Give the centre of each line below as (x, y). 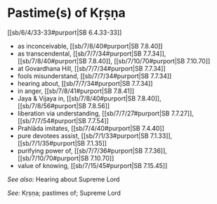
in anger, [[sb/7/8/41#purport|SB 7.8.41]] (76, 91)
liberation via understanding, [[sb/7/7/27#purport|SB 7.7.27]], (106, 113)
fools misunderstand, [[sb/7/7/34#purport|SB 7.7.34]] (94, 76)
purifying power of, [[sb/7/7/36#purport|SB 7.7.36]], (92, 151)
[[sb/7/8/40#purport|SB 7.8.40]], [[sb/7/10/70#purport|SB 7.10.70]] (114, 60)
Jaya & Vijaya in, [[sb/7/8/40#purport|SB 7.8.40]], (89, 98)
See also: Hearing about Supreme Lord (64, 179)
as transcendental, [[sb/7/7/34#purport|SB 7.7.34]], (92, 53)
